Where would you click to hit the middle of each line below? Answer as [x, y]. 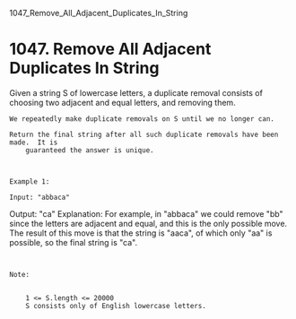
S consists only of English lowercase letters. [116, 306]
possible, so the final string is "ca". [73, 242]
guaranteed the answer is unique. [90, 150]
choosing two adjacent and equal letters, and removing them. [122, 102]
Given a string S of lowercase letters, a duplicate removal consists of [136, 92]
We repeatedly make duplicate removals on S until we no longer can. [142, 119]
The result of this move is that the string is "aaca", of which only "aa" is [141, 233]
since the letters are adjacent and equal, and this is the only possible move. [148, 223]
